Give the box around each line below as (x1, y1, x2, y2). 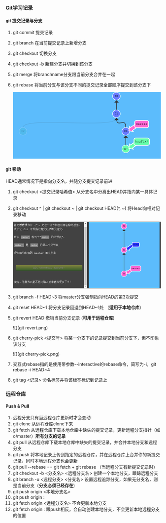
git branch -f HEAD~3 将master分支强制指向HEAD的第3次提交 (12, 294, 138, 300)
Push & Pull (5, 403, 29, 409)
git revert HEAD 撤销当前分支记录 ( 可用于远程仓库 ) (12, 315, 115, 321)
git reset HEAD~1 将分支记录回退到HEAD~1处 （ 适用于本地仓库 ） (12, 305, 144, 311)
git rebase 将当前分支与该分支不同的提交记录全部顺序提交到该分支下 (12, 82, 151, 88)
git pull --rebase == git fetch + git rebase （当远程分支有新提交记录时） (12, 464, 158, 470)
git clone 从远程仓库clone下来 (12, 421, 73, 427)
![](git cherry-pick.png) (12, 351, 60, 357)
